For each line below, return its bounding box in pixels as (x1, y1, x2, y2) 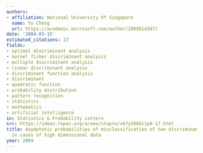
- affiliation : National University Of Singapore (6, 14, 134, 20)
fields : (6, 43, 26, 49)
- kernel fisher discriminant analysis (6, 54, 107, 60)
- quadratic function (6, 82, 61, 88)
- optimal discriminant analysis (6, 48, 91, 54)
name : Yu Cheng (11, 20, 50, 26)
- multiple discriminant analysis (6, 59, 94, 65)
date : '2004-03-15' (6, 31, 56, 37)
